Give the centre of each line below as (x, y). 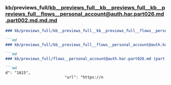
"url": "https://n (84, 77)
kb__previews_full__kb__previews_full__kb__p (107, 8)
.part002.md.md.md (31, 20)
